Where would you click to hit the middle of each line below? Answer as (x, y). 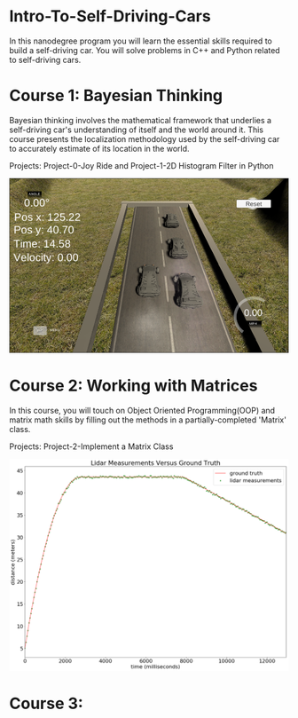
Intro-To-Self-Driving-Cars (110, 16)
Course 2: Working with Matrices (133, 386)
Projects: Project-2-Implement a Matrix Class (91, 446)
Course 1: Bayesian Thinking (116, 96)
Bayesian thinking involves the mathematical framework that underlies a (141, 120)
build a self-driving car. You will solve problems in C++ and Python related (145, 50)
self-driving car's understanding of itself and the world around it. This (137, 130)
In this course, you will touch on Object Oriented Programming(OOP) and (142, 410)
